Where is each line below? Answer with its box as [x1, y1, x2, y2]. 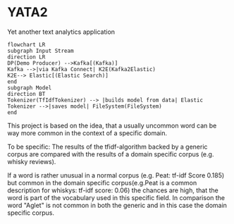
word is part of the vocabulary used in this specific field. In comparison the [7, 193, 226, 201]
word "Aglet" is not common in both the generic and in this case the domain [7, 201, 228, 209]
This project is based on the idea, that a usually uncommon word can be [7, 121, 217, 130]
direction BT [7, 90, 46, 97]
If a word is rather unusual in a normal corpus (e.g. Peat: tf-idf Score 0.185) [7, 170, 225, 180]
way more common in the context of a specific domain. [7, 128, 168, 137]
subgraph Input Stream [7, 47, 74, 54]
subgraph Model [7, 84, 52, 92]
